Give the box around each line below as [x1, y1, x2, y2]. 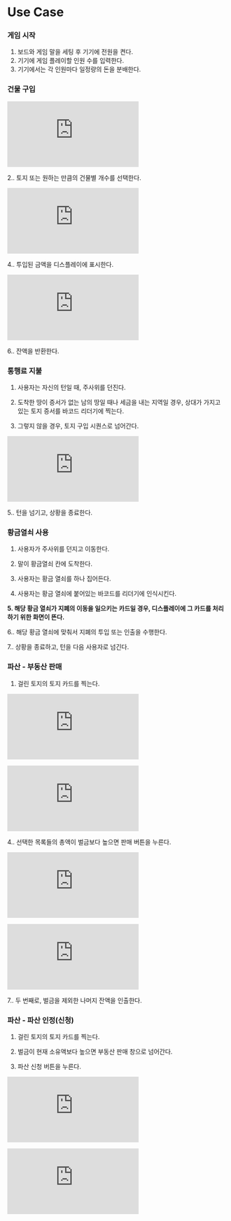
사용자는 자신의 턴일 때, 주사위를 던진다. [17, 383, 126, 392]
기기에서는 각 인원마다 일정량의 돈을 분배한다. [17, 65, 141, 74]
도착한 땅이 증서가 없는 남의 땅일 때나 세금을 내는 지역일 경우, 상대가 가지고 [17, 398, 221, 407]
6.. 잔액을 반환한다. [7, 347, 59, 355]
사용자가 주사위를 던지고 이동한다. [17, 545, 110, 553]
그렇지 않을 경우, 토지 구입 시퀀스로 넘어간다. [17, 421, 139, 431]
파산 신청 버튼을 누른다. [17, 1062, 82, 1070]
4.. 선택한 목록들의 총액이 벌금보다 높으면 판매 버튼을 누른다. [7, 837, 171, 846]
